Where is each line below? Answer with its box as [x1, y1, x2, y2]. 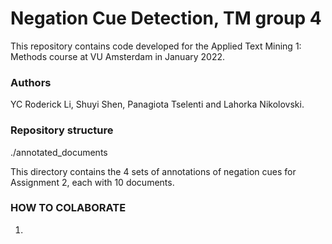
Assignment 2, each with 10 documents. [10, 176, 175, 188]
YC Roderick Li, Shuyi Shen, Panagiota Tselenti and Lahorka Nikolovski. [10, 98, 305, 111]
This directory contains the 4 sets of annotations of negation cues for [10, 165, 297, 177]
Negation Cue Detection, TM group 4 [10, 7, 322, 30]
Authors [10, 75, 52, 89]
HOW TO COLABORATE [10, 201, 127, 215]
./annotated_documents [10, 146, 108, 158]
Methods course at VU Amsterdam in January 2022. [10, 50, 226, 62]
